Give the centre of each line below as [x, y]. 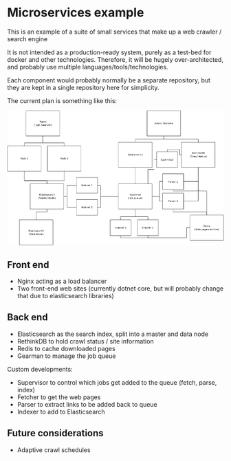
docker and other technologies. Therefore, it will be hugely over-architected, [115, 59]
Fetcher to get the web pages [59, 397]
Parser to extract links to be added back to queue [87, 404]
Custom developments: [40, 369]
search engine [27, 38]
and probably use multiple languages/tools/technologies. [88, 67]
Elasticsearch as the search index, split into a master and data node [113, 334]
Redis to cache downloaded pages [66, 348]
